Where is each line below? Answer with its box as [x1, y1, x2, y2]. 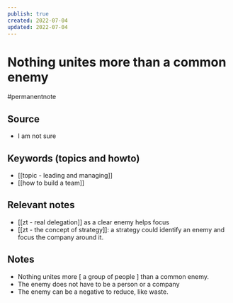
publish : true [7, 10, 50, 18]
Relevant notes [7, 199, 75, 211]
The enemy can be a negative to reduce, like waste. [17, 287, 169, 296]
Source [7, 113, 40, 125]
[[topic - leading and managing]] [17, 171, 113, 179]
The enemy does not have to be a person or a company [17, 280, 180, 288]
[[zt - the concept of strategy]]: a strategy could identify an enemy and [17, 225, 225, 234]
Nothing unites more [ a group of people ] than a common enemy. [17, 272, 210, 280]
